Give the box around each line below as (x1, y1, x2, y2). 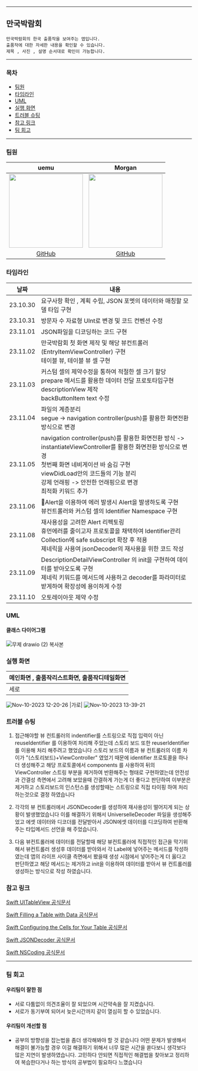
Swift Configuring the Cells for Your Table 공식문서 (6, 923, 128, 931)
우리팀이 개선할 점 (6, 1022, 47, 1030)
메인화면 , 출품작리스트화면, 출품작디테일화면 (9, 674, 126, 682)
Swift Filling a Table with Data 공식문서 (6, 911, 98, 918)
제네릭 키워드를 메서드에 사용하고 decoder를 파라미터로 (41, 573, 187, 581)
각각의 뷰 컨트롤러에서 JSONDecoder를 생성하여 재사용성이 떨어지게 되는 (14, 804, 184, 811)
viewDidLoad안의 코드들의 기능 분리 (41, 469, 137, 477)
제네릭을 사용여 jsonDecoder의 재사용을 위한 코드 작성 (41, 544, 184, 552)
